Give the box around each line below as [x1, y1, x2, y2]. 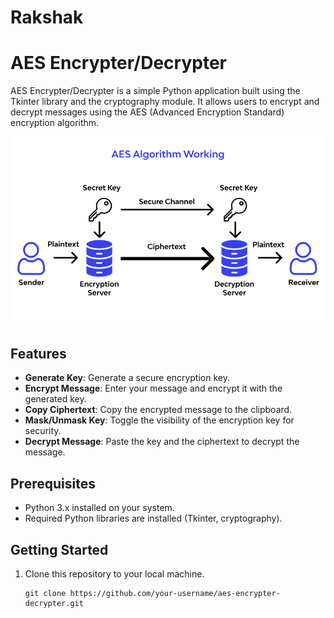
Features [10, 345, 67, 362]
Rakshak [10, 6, 84, 29]
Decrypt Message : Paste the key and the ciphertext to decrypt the [24, 436, 300, 448]
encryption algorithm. [10, 117, 100, 129]
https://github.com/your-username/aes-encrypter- [69, 588, 281, 598]
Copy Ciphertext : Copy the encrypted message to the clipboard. [24, 404, 293, 416]
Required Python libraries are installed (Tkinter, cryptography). [24, 512, 283, 525]
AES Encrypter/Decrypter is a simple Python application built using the [10, 85, 301, 97]
